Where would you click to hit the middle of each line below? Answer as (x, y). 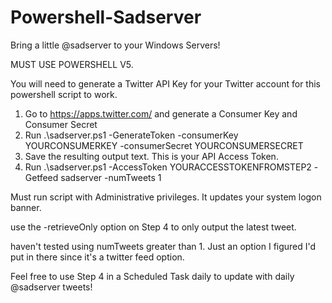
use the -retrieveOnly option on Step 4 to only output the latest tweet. (153, 227)
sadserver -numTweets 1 (111, 177)
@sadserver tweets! (51, 287)
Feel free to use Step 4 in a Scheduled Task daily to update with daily (152, 276)
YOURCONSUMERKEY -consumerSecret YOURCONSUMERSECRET (164, 145)
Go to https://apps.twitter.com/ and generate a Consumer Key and (161, 113)
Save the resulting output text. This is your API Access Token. (151, 156)
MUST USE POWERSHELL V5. (72, 64)
